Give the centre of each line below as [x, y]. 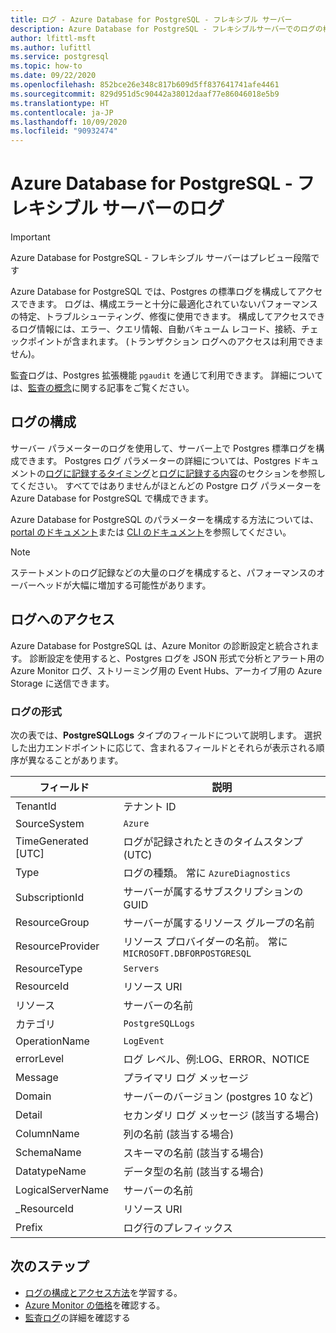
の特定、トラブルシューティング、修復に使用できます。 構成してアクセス [159, 317]
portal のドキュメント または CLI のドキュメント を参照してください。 [151, 532]
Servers [141, 968]
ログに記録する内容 [198, 473]
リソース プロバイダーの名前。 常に [205, 941]
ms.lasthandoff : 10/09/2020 [69, 122]
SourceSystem [50, 823]
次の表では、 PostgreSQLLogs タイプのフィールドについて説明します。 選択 [166, 735]
